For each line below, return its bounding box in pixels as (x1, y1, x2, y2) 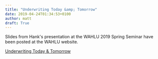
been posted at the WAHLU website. (5, 39, 78, 45)
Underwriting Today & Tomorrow (5, 48, 71, 54)
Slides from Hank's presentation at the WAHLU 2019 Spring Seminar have (5, 34, 154, 40)
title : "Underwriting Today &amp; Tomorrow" (5, 7, 97, 12)
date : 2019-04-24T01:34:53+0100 (5, 12, 71, 16)
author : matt (5, 16, 32, 21)
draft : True (5, 20, 29, 26)
